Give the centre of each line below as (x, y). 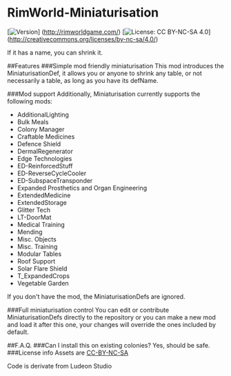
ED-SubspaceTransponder (55, 180)
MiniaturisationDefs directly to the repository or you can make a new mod (111, 317)
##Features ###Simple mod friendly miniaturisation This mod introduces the (115, 66)
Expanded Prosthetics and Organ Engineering (82, 188)
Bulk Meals (33, 121)
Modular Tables (39, 254)
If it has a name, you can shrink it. (55, 52)
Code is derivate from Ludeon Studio (60, 366)
